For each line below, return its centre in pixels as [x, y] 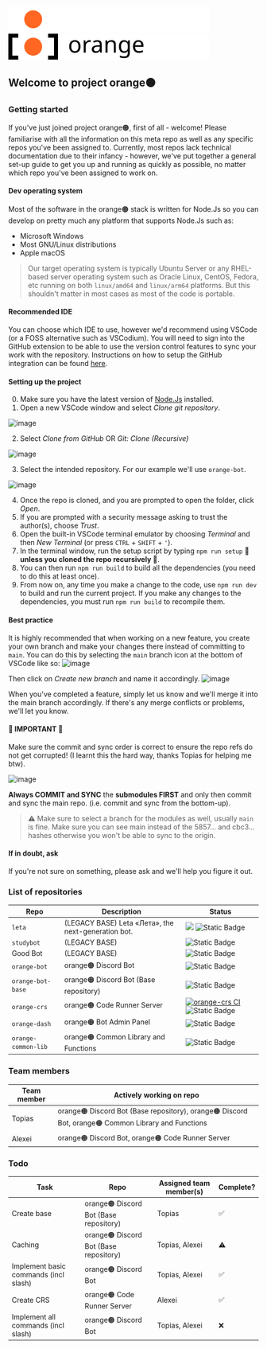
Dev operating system [46, 191]
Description [122, 911]
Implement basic [39, 1266]
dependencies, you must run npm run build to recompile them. [122, 602]
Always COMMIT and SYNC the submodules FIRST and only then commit [130, 794]
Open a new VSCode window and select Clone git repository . [120, 407]
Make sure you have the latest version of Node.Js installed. [117, 400]
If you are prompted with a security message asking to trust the [124, 517]
